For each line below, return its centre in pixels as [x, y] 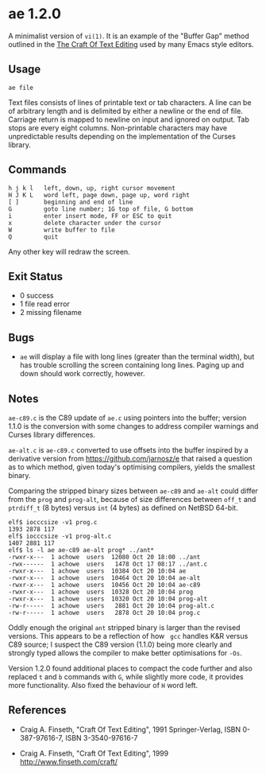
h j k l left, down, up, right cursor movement [92, 188]
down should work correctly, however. [82, 374]
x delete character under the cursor [85, 223]
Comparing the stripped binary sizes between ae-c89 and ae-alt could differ [133, 491]
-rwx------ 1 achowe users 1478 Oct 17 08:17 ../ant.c [108, 564]
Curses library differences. [52, 435]
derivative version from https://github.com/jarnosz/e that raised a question [130, 459]
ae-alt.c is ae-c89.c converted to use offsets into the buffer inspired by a [128, 450]
